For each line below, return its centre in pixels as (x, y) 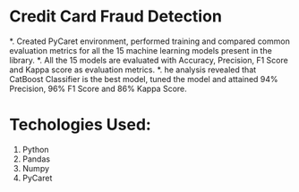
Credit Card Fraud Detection (115, 17)
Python (35, 149)
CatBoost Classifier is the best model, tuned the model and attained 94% (144, 79)
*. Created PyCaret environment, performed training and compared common (150, 41)
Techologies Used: (81, 125)
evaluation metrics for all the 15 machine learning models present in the (141, 50)
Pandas (36, 159)
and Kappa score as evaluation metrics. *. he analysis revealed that (133, 70)
